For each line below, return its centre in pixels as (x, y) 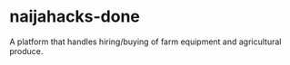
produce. (26, 51)
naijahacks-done (75, 17)
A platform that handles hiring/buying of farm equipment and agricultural (145, 42)
